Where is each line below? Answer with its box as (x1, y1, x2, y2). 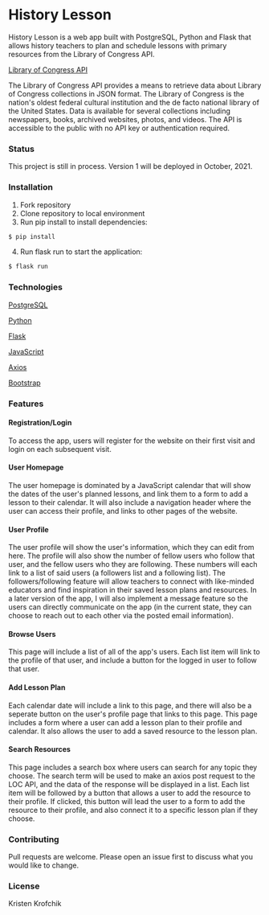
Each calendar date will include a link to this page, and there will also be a (8, 700, 252, 710)
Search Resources (8, 745, 71, 754)
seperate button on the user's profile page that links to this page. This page (8, 709, 259, 719)
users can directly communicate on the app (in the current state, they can (8, 602, 252, 612)
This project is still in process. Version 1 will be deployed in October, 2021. (8, 162, 253, 171)
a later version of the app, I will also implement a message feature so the (8, 593, 249, 604)
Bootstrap (8, 378, 42, 388)
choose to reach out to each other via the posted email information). (8, 611, 234, 621)
